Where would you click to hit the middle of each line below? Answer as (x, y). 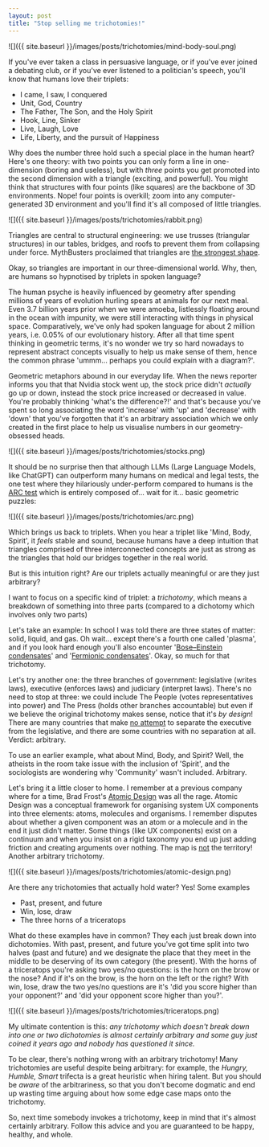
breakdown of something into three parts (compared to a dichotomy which (131, 606)
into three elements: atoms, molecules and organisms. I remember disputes (133, 813)
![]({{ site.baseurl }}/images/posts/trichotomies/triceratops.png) (114, 1010)
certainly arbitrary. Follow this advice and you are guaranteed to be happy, (131, 1125)
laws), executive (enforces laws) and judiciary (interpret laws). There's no (130, 688)
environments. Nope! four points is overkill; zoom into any (104, 195)
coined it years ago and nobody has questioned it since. (102, 1043)
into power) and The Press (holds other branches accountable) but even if (131, 705)
